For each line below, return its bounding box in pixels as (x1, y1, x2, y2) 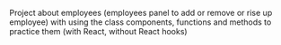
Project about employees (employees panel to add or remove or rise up (9, 8, 273, 18)
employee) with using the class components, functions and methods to (9, 17, 272, 27)
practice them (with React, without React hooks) (9, 26, 188, 36)
